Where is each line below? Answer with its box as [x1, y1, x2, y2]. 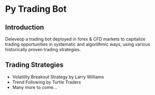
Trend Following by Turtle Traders [12, 79, 81, 85]
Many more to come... [12, 84, 57, 90]
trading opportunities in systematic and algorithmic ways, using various [5, 41, 151, 47]
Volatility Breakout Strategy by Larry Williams [12, 74, 104, 80]
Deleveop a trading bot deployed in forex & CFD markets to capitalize [5, 36, 146, 42]
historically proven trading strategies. [5, 47, 81, 52]
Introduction [5, 23, 44, 32]
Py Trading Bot [5, 3, 67, 15]
